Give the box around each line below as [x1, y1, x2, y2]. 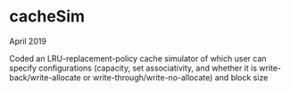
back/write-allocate [9, 71, 82, 82]
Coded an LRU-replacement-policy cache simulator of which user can [9, 53, 267, 63]
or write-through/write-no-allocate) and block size [83, 71, 269, 82]
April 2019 [9, 36, 47, 46]
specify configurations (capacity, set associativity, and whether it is [9, 63, 257, 73]
